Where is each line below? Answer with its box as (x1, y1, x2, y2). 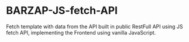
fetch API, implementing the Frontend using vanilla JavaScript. (6, 29, 156, 36)
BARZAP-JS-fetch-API (6, 4, 118, 17)
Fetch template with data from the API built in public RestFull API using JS (6, 23, 183, 30)
